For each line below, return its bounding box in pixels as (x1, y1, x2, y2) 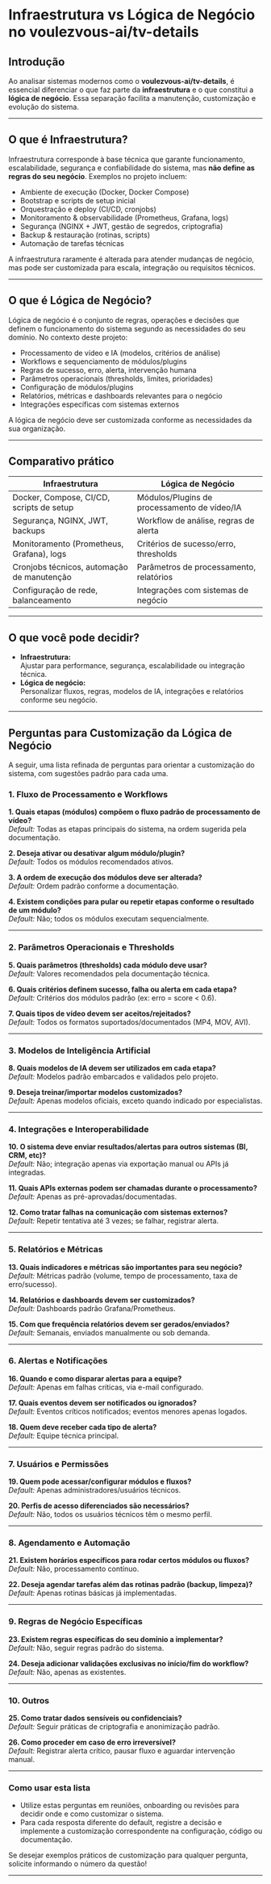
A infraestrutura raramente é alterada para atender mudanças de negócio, (8, 254, 255, 264)
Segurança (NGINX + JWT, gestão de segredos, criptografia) (19, 221, 223, 231)
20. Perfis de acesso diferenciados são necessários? (8, 1501, 190, 1510)
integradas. (8, 1168, 46, 1177)
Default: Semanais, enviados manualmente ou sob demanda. (8, 1327, 211, 1337)
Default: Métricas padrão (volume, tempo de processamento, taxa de (8, 1271, 238, 1280)
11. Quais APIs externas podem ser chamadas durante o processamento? (8, 1184, 258, 1193)
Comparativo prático (8, 454, 115, 469)
